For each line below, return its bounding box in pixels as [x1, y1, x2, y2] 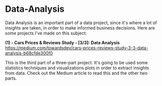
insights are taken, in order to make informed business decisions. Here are [5, 25, 155, 30]
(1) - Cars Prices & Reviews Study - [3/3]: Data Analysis [5, 39, 120, 45]
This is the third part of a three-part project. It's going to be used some [5, 59, 148, 65]
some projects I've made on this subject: [5, 30, 87, 36]
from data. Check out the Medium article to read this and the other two [5, 70, 148, 76]
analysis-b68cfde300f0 [5, 50, 53, 56]
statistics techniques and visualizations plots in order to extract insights [5, 65, 149, 71]
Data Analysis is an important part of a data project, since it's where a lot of [5, 20, 158, 26]
